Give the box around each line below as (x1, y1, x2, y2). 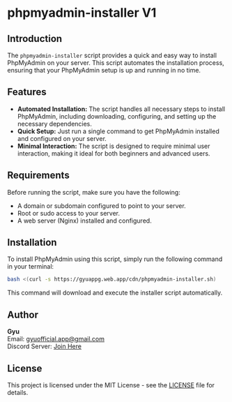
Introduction (7, 33, 63, 45)
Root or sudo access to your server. (17, 209, 121, 217)
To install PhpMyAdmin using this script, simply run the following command (7, 255, 223, 263)
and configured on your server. (17, 134, 107, 142)
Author (7, 308, 38, 320)
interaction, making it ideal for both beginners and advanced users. (17, 149, 210, 158)
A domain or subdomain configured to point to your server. (17, 201, 186, 210)
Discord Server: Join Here (7, 342, 82, 350)
